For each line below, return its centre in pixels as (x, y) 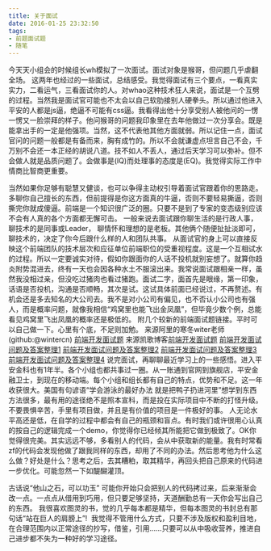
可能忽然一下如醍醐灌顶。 (86, 471)
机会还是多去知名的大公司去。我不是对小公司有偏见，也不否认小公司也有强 (132, 299)
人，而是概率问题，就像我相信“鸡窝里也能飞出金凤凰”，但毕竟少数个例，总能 (135, 309)
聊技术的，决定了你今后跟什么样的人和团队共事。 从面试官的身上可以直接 (129, 238)
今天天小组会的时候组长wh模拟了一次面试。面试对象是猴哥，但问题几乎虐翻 (133, 70)
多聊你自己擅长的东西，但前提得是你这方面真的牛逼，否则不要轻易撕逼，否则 (135, 198)
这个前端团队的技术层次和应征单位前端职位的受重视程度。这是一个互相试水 (139, 249)
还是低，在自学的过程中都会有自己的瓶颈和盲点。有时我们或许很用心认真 (142, 420)
